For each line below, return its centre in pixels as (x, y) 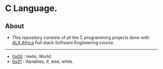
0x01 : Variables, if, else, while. (43, 61)
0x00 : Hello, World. (32, 56)
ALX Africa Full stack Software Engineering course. (63, 43)
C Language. (31, 8)
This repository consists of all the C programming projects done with (81, 37)
